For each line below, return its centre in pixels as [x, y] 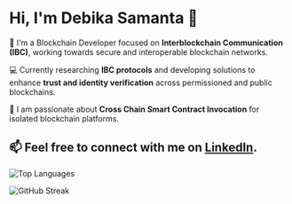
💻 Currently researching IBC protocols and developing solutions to [132, 69]
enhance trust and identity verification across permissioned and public [141, 82]
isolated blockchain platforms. [64, 118]
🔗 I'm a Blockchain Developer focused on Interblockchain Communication [146, 43]
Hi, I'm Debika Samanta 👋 [103, 18]
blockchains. [32, 91]
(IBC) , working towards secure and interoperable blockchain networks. [138, 51]
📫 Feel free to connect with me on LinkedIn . [133, 148]
